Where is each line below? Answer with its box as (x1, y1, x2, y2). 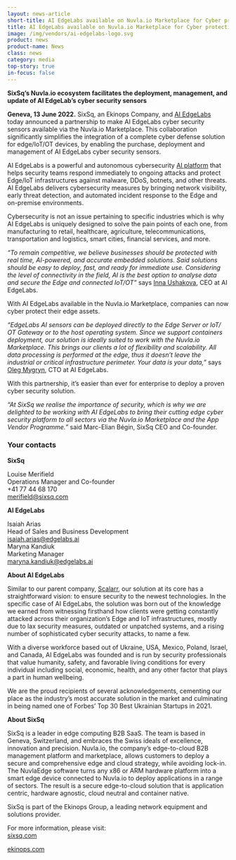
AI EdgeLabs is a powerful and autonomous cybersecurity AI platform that (7, 161, 221, 169)
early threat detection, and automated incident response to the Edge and (7, 191, 218, 199)
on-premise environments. (7, 198, 84, 207)
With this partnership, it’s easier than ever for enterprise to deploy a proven (7, 379, 225, 388)
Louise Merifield (7, 469, 54, 478)
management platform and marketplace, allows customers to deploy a (7, 751, 209, 760)
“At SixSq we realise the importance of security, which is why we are (7, 400, 206, 409)
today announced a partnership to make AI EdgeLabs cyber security (7, 117, 205, 125)
